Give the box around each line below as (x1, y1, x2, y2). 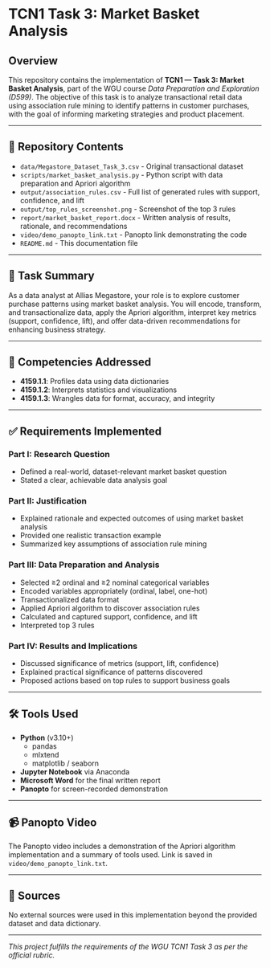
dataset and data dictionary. (8, 919, 101, 929)
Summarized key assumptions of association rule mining (19, 539, 207, 549)
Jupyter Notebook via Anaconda (19, 766, 130, 776)
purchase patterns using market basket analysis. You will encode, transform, (8, 299, 262, 308)
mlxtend (31, 749, 59, 759)
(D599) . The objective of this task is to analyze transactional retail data (8, 92, 243, 101)
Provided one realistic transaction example (19, 531, 162, 541)
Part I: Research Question (8, 448, 110, 459)
